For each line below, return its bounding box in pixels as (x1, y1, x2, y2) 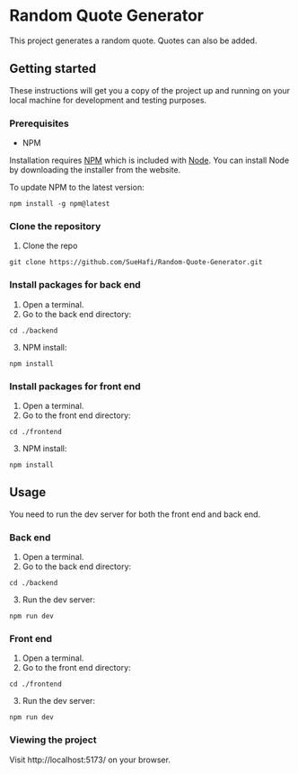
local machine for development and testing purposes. (9, 94, 207, 105)
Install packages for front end (9, 379, 141, 392)
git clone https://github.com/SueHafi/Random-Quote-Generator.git (9, 258, 263, 267)
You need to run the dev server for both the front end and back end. (9, 509, 261, 520)
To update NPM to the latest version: (9, 182, 145, 193)
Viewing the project (9, 734, 97, 746)
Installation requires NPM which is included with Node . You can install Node (9, 155, 290, 166)
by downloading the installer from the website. (9, 165, 181, 175)
